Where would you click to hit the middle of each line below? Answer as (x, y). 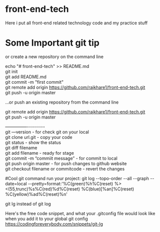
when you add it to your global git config (46, 219)
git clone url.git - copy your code (39, 137)
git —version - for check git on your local (47, 132)
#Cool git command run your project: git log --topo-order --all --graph (77, 178)
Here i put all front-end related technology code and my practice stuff (77, 23)
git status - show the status (33, 142)
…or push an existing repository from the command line (62, 102)
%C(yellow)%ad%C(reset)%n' (37, 194)
